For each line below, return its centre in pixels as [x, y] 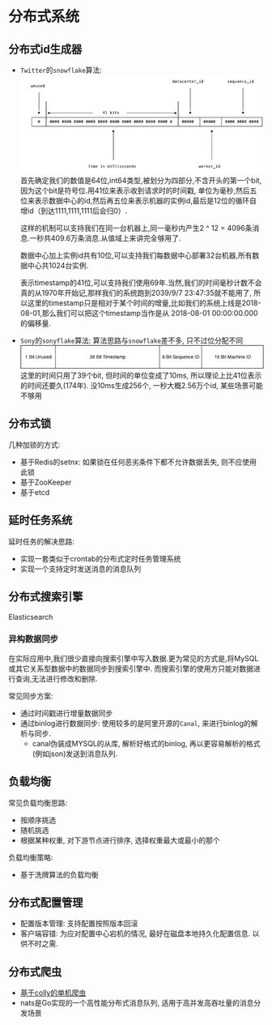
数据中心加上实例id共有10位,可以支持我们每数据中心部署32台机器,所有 [136, 255]
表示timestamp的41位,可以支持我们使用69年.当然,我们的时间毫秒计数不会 [141, 282]
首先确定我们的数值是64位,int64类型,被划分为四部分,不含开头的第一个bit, [141, 180]
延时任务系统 [40, 521]
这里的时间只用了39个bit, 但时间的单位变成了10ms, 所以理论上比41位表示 [141, 376]
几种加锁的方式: [34, 444]
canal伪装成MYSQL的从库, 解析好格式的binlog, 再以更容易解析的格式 [146, 743]
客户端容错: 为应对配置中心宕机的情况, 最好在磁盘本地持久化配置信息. [135, 933]
